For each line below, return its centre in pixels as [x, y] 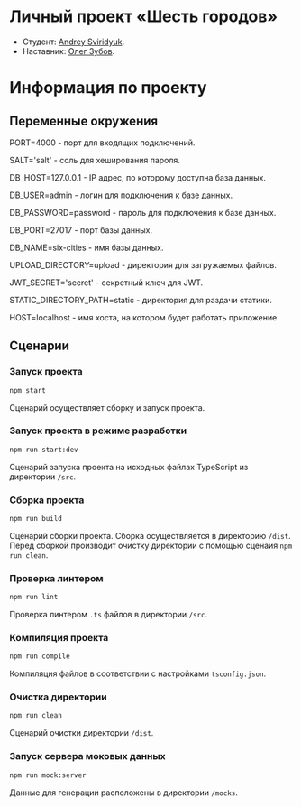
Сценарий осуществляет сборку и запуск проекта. [107, 407]
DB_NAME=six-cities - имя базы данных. [87, 247]
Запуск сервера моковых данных [87, 756]
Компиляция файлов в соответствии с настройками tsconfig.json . [138, 673]
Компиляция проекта [59, 637]
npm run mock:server [48, 775]
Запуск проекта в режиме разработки [98, 431]
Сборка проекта [47, 500]
